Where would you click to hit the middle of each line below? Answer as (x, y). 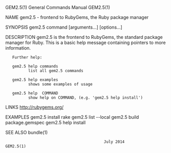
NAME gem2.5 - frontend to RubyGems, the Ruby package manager (77, 17)
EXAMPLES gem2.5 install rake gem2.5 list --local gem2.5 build (72, 117)
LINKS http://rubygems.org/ (35, 107)
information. (18, 48)
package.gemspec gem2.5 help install (46, 123)
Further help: (27, 57)
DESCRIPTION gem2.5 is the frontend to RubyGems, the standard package (84, 37)
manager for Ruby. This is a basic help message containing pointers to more (85, 42)
